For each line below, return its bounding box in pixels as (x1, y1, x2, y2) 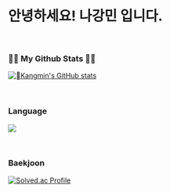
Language (8, 106, 48, 117)
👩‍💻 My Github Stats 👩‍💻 (8, 53, 96, 63)
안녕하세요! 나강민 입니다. (8, 7, 163, 25)
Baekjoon (8, 158, 45, 168)
